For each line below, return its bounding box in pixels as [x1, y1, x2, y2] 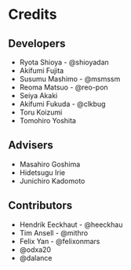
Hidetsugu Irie [19, 167, 65, 177]
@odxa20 [19, 245, 52, 254]
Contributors [8, 199, 73, 213]
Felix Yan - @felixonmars [19, 236, 100, 246]
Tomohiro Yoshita [19, 116, 77, 125]
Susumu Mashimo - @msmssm [19, 75, 121, 83]
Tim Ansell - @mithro [19, 228, 89, 237]
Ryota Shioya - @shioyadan [19, 57, 110, 67]
